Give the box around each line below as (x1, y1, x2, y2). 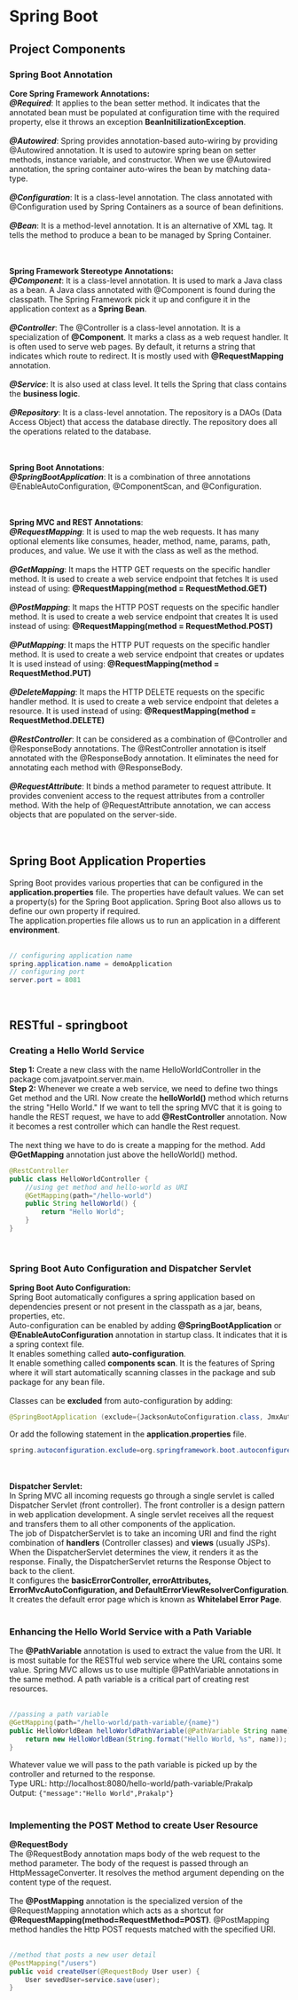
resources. (9, 1683, 49, 1694)
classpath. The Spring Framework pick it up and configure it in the (9, 294, 251, 304)
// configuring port (9, 967, 86, 977)
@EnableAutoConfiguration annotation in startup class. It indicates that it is (9, 1329, 288, 1341)
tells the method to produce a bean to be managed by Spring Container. (9, 229, 272, 240)
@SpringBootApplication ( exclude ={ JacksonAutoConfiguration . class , (9, 1413, 264, 1421)
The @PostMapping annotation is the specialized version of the (9, 1895, 244, 1906)
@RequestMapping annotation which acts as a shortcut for (9, 1905, 224, 1916)
